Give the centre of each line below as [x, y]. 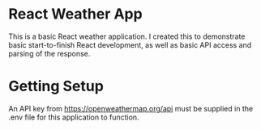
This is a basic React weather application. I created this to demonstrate [127, 36]
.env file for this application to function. [74, 117]
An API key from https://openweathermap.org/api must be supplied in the [131, 108]
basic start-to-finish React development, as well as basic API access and [130, 44]
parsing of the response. [49, 53]
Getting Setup [56, 86]
